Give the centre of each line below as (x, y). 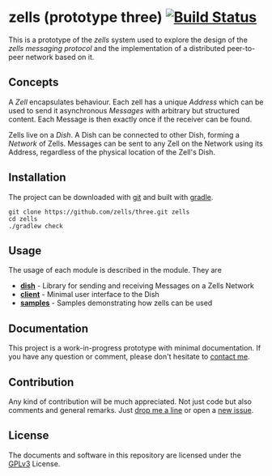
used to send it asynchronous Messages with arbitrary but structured (124, 110)
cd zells (23, 219)
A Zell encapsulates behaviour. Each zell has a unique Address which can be (136, 102)
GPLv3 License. (34, 463)
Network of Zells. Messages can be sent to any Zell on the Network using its (136, 143)
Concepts (34, 82)
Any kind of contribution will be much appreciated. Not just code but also (130, 402)
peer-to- (241, 48)
